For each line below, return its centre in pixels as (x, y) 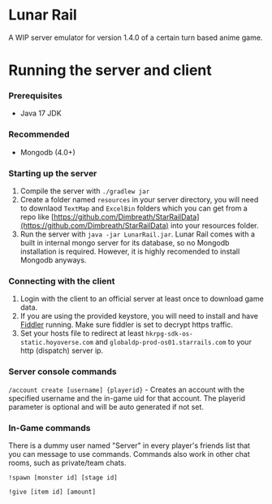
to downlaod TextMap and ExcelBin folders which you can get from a (134, 208)
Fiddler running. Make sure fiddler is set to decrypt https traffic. (126, 325)
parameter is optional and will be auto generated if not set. (106, 406)
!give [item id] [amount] (52, 492)
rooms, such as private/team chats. (68, 463)
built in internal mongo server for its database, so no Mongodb (125, 243)
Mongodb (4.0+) (47, 152)
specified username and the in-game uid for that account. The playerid (127, 398)
